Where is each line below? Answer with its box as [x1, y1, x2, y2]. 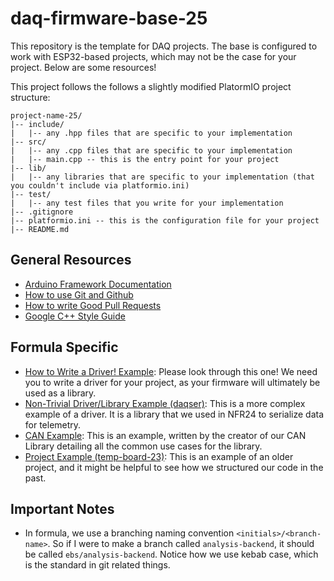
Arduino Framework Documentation [24, 278, 172, 290]
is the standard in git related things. [24, 559, 171, 571]
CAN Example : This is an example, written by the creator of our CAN [24, 429, 307, 441]
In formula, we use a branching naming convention [24, 527, 235, 539]
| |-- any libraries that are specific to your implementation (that [10, 172, 315, 182]
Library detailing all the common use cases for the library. [24, 440, 263, 452]
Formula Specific [10, 339, 119, 356]
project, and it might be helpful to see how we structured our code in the [24, 461, 324, 473]
